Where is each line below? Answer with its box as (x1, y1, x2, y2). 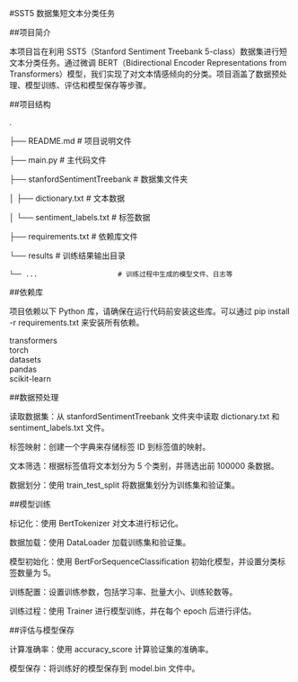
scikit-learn (9, 373, 51, 384)
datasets (9, 354, 42, 364)
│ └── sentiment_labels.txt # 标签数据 (9, 212, 151, 222)
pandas (9, 363, 38, 374)
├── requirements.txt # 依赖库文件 (9, 231, 138, 241)
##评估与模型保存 (9, 624, 74, 635)
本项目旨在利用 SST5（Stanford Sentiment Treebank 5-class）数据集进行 (9, 46, 280, 57)
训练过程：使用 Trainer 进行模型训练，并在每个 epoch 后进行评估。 (9, 606, 257, 616)
